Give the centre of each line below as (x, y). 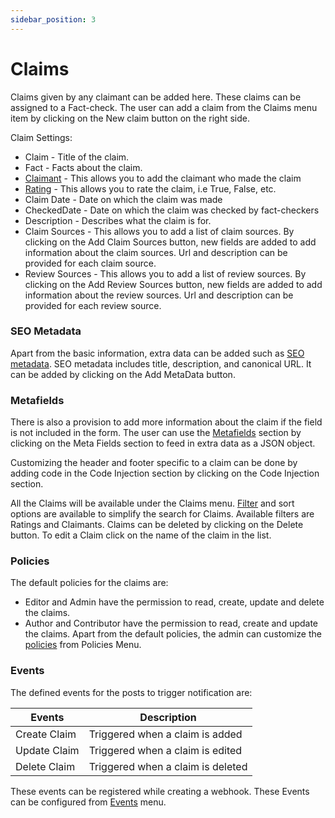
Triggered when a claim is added (165, 734)
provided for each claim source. (90, 263)
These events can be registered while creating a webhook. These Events (160, 791)
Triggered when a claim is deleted (168, 766)
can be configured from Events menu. (88, 802)
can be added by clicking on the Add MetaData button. (123, 374)
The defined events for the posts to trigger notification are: (131, 692)
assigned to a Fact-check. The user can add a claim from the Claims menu (164, 107)
